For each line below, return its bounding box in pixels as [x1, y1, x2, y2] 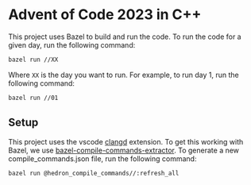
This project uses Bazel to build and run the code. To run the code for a [8, 32, 241, 41]
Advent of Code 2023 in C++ [8, 6, 202, 24]
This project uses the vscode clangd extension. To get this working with [8, 137, 244, 146]
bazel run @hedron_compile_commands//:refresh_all [8, 169, 180, 177]
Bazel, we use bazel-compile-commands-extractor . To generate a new [8, 145, 240, 155]
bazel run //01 [8, 94, 59, 102]
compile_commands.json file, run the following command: [8, 153, 197, 164]
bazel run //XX [8, 56, 59, 64]
